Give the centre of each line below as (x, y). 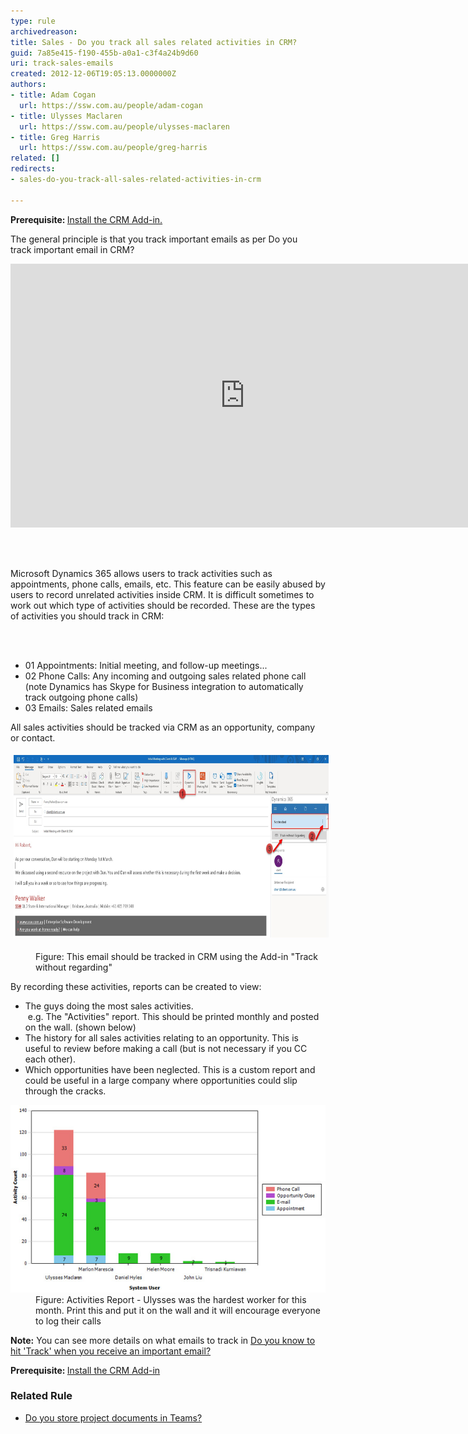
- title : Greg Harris (55, 137)
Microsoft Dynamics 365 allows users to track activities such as (141, 573)
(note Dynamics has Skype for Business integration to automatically (164, 686)
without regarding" (74, 967)
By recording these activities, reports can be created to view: (136, 986)
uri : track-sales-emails (62, 63)
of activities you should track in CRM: (87, 616)
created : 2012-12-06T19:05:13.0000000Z (93, 74)
